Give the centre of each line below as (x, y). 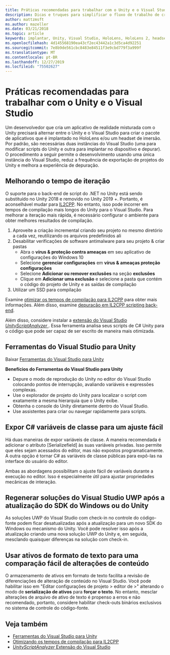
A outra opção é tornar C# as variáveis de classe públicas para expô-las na (84, 456)
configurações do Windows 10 (52, 257)
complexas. (25, 390)
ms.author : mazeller (27, 24)
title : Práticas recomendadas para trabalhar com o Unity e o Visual (80, 10)
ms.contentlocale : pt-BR (31, 57)
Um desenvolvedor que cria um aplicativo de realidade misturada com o (80, 128)
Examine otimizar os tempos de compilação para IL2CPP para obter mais (81, 299)
